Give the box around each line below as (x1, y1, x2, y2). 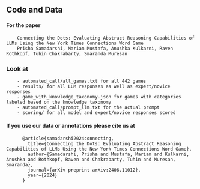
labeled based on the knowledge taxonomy (6, 99, 112, 105)
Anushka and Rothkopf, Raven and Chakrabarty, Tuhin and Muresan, (6, 157, 176, 163)
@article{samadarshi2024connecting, (22, 136, 114, 142)
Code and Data (6, 5, 63, 15)
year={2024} (28, 172, 58, 179)
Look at (6, 64, 29, 73)
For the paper (6, 21, 41, 29)
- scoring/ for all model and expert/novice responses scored (17, 109, 176, 116)
